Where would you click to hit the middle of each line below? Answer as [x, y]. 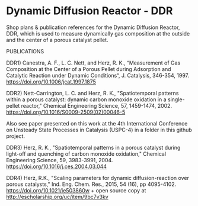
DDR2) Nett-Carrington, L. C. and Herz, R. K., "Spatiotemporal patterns [92, 93]
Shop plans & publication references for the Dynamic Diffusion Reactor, [93, 27]
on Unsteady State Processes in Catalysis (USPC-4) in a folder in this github [99, 130]
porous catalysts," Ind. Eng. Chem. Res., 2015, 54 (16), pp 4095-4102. [91, 184]
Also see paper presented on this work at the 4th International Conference [97, 123]
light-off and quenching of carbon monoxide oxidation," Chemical [86, 154]
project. [16, 136]
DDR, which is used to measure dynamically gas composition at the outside [98, 33]
